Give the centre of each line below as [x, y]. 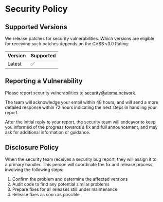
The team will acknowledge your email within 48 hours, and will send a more [82, 102]
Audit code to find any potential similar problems [61, 184]
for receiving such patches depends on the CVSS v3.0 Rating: [67, 44]
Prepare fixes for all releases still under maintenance [65, 189]
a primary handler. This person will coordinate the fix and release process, [80, 164]
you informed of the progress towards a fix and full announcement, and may [81, 127]
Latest [15, 64]
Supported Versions [36, 27]
